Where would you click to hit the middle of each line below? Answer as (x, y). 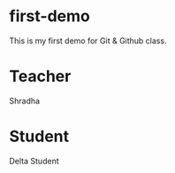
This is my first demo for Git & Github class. (88, 41)
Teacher (40, 76)
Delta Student (34, 161)
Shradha (25, 101)
